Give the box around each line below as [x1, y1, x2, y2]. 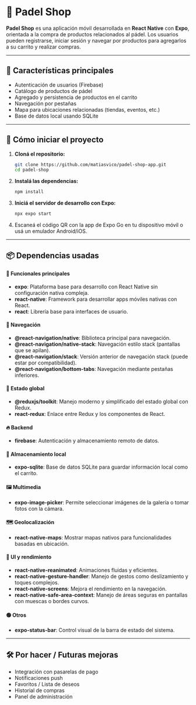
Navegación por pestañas [14, 99, 77, 107]
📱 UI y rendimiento [6, 553, 51, 560]
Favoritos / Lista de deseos [14, 681, 80, 688]
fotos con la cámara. [14, 505, 64, 512]
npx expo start [14, 211, 52, 217]
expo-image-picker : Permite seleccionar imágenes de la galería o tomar [14, 498, 190, 505]
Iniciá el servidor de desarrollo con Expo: [14, 200, 116, 207]
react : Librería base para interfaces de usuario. [14, 308, 128, 315]
